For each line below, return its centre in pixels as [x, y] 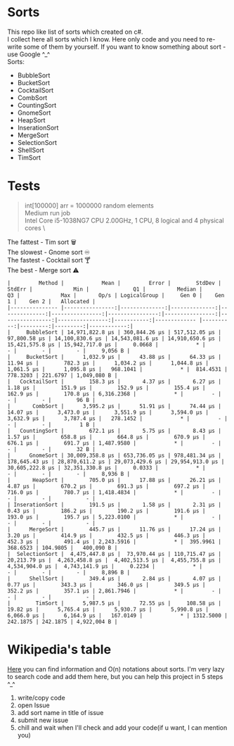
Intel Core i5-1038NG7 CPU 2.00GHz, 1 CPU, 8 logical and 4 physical [124, 220]
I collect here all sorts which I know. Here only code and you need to [106, 39]
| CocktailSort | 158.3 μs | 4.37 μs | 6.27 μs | [114, 381]
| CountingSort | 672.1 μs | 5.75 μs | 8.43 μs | [114, 431]
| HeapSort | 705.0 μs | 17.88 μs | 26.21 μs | [114, 480]
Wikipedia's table [59, 650]
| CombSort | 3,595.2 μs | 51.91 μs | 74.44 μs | [114, 406]
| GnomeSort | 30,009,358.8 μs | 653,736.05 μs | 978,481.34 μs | [114, 455]
